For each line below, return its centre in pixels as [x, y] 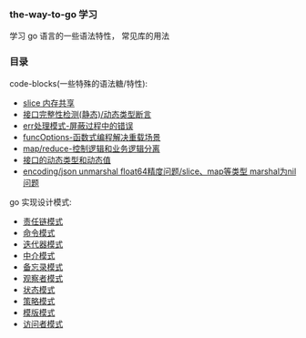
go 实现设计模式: [41, 201]
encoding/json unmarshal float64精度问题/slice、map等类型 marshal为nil [159, 171]
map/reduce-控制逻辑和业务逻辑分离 [92, 149]
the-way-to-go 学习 [54, 14]
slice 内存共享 [49, 103]
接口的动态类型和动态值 [66, 159]
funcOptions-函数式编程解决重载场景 [92, 137]
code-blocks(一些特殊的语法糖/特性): [79, 83]
